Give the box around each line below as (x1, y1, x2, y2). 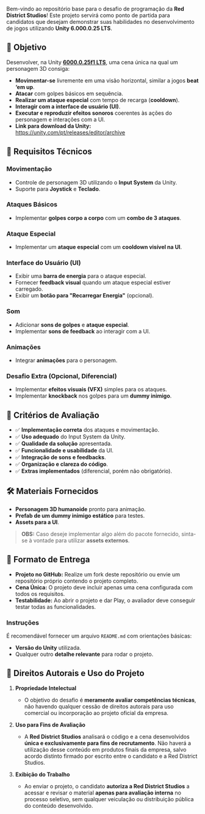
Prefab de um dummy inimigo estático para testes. (15, 512, 145, 519)
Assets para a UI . (15, 518, 60, 526)
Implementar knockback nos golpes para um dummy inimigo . (15, 392, 172, 399)
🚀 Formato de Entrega (6, 554, 90, 565)
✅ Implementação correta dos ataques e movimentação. (15, 426, 160, 434)
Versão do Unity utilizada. (15, 644, 81, 652)
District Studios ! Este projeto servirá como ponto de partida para (6, 12, 170, 19)
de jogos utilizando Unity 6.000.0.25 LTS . (6, 24, 113, 32)
